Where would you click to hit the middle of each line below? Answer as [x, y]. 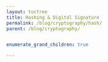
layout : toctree [27, 12]
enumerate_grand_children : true [47, 45]
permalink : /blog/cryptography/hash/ [54, 23]
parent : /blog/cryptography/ [43, 29]
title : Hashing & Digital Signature [53, 17]
